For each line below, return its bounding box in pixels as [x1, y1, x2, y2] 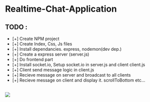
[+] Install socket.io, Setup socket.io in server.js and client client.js [12, 62, 146, 67]
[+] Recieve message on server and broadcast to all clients [12, 72, 131, 78]
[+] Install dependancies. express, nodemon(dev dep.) [12, 46, 122, 52]
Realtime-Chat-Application [5, 3, 117, 15]
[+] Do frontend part [12, 57, 53, 62]
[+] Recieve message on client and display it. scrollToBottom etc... [12, 77, 146, 83]
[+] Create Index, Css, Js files [12, 41, 72, 47]
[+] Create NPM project [12, 36, 60, 41]
